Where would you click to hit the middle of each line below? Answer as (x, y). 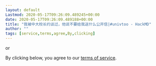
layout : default (23, 10)
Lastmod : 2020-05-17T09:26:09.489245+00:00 (53, 15)
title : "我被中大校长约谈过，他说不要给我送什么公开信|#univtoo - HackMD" (78, 24)
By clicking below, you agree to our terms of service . (61, 58)
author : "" (17, 29)
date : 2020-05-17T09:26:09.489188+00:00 (49, 19)
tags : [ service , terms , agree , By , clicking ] (50, 34)
